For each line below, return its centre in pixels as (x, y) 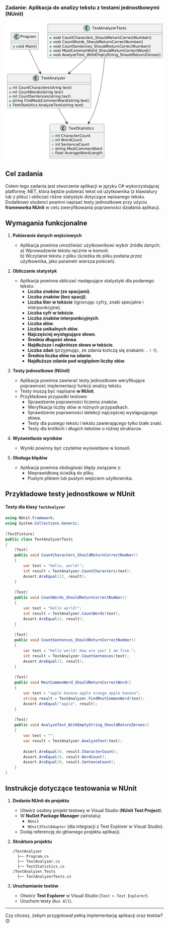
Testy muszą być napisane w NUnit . (57, 391)
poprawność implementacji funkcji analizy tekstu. (71, 385)
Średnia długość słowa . (53, 339)
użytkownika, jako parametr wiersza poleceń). (68, 261)
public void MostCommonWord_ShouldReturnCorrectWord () (73, 683)
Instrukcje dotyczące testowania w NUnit (71, 788)
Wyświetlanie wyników (37, 438)
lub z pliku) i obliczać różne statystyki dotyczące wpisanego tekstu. (75, 197)
